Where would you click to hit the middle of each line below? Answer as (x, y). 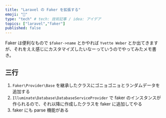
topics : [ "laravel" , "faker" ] (35, 24)
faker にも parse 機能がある (40, 110)
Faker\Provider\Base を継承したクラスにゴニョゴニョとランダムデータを (86, 85)
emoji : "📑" (16, 14)
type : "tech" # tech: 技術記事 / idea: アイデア (53, 19)
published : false (23, 28)
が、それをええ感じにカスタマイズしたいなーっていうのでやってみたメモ (79, 49)
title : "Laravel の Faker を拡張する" (43, 10)
